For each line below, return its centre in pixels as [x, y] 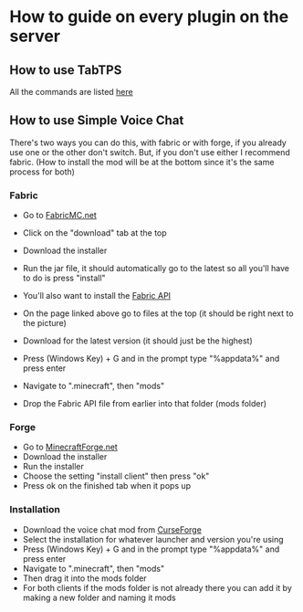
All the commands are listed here [72, 92]
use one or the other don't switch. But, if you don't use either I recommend [150, 152]
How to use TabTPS [66, 70]
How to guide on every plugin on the [149, 17]
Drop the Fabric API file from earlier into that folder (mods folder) [145, 404]
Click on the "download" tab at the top [94, 233]
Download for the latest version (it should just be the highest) [137, 341]
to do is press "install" [64, 278]
